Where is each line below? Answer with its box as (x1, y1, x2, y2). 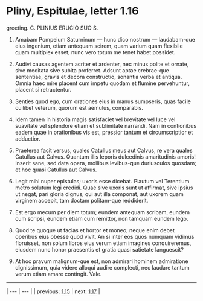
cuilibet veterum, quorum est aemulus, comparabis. (14, 104, 144, 111)
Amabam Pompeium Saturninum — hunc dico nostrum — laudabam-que (14, 36, 195, 43)
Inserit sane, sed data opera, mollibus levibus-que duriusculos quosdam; (14, 159, 196, 166)
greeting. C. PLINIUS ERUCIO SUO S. (6, 24, 98, 31)
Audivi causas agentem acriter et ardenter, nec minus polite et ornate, (14, 60, 189, 68)
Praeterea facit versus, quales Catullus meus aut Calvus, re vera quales (14, 147, 193, 154)
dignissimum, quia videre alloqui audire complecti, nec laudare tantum (14, 264, 190, 271)
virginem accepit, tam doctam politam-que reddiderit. (14, 197, 149, 204)
